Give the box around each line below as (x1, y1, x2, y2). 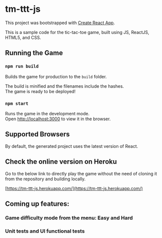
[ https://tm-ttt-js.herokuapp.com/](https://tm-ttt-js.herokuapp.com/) (5, 185, 143, 191)
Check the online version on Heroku (5, 158, 117, 166)
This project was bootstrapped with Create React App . (5, 20, 115, 26)
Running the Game (5, 49, 63, 57)
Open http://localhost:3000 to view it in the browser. (5, 116, 111, 122)
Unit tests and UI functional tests (5, 228, 85, 235)
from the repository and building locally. (5, 176, 86, 182)
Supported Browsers (5, 130, 70, 138)
